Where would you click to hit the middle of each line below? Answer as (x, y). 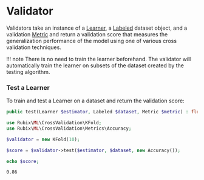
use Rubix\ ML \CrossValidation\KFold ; (54, 123)
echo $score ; (23, 161)
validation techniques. (34, 47)
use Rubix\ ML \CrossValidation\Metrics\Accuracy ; (69, 128)
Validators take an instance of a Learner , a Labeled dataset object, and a (97, 28)
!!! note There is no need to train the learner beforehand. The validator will (99, 59)
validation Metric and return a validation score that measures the (87, 34)
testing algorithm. (28, 72)
